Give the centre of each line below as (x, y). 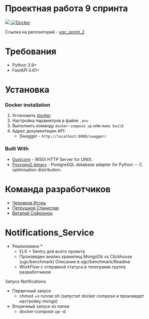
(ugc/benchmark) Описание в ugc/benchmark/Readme (75, 261)
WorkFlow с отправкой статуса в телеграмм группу (73, 267)
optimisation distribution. (37, 169)
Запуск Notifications (26, 281)
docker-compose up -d (43, 311)
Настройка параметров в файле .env (50, 121)
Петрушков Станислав (35, 208)
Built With (17, 149)
